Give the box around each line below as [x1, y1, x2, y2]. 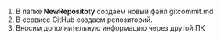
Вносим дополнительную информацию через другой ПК [15, 24, 205, 32]
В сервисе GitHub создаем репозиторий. [15, 15, 153, 24]
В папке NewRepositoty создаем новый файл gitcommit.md [15, 7, 214, 16]
